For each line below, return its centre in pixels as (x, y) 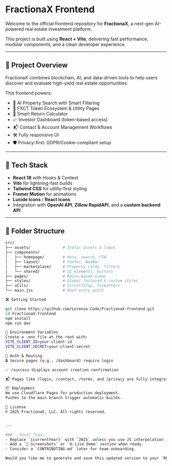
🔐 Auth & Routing (24, 356)
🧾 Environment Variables (32, 332)
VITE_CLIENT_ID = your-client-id (39, 342)
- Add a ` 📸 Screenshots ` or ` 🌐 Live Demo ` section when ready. (74, 444)
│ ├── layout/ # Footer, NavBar (52, 262)
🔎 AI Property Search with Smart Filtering (56, 103)
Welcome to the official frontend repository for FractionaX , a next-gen (80, 24)
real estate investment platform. (58, 29)
